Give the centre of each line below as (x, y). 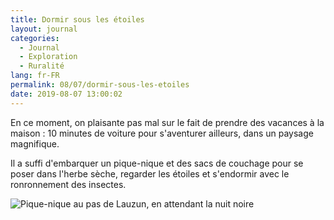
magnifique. (35, 143)
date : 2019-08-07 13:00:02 (66, 94)
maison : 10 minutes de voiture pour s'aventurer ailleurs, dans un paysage (162, 133)
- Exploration (48, 57)
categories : (35, 38)
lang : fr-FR (35, 76)
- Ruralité (42, 66)
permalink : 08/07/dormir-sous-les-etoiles (100, 85)
